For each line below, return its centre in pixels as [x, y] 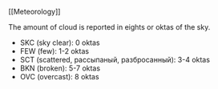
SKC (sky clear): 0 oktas [60, 42]
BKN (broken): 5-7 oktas [60, 68]
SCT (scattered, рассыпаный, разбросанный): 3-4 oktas [115, 60]
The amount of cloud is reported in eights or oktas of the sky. [109, 27]
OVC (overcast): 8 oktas [59, 77]
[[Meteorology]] [34, 12]
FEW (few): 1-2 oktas [54, 51]
